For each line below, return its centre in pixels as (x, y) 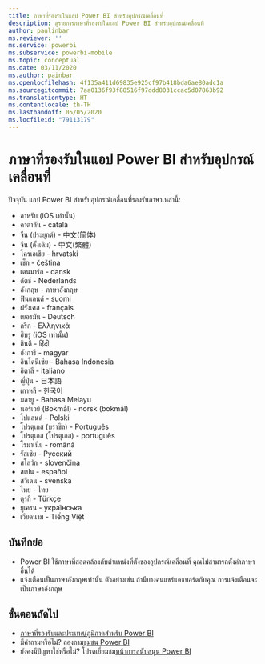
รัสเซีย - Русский (46, 454)
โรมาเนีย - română (47, 444)
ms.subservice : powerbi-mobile (60, 53)
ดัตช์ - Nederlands (48, 280)
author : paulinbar (39, 30)
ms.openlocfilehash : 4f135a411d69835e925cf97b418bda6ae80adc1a (116, 82)
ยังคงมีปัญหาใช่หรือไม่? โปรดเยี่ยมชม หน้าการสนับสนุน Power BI (106, 651)
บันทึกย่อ (26, 542)
